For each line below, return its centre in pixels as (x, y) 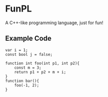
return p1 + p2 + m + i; (40, 72)
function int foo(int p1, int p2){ (42, 63)
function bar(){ (22, 81)
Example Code (28, 38)
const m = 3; (28, 68)
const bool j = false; (29, 54)
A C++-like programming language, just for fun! (55, 23)
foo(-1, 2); (27, 85)
